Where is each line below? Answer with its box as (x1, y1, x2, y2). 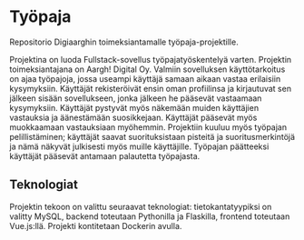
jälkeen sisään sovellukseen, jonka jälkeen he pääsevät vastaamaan (9, 93, 262, 104)
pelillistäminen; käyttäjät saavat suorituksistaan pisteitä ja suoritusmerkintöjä (9, 131, 296, 142)
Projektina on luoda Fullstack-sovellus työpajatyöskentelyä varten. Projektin (9, 54, 292, 65)
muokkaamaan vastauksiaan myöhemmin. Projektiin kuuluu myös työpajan (9, 121, 288, 133)
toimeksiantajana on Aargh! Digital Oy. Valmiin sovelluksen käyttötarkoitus (9, 64, 286, 75)
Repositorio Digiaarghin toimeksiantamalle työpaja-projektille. (9, 36, 239, 47)
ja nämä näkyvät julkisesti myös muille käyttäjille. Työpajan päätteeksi (9, 141, 270, 152)
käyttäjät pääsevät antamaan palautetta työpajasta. (9, 150, 201, 161)
